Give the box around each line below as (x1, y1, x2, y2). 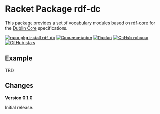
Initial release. (5, 104, 33, 110)
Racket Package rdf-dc (5, 3, 101, 15)
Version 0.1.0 (5, 95, 33, 101)
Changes (5, 81, 33, 90)
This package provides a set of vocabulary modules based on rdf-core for (5, 20, 156, 26)
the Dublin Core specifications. (5, 25, 68, 31)
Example (5, 54, 32, 63)
